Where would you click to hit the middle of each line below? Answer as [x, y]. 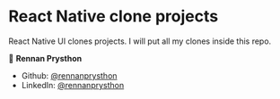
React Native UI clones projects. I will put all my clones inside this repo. [140, 41]
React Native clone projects [114, 16]
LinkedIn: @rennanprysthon [73, 85]
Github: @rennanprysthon [69, 75]
